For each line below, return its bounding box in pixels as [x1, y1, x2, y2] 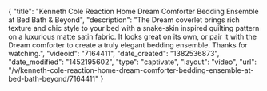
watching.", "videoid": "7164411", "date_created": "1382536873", [8, 49, 220, 58]
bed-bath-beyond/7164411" [8, 74, 98, 83]
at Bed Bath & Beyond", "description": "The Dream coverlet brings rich [8, 15, 240, 25]
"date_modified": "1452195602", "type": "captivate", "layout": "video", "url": [8, 57, 257, 66]
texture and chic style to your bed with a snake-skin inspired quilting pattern [8, 24, 260, 32]
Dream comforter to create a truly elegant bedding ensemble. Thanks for [8, 40, 248, 50]
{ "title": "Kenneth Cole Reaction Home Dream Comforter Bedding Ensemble [8, 7, 259, 16]
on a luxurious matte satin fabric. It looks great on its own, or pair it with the [8, 32, 257, 41]
